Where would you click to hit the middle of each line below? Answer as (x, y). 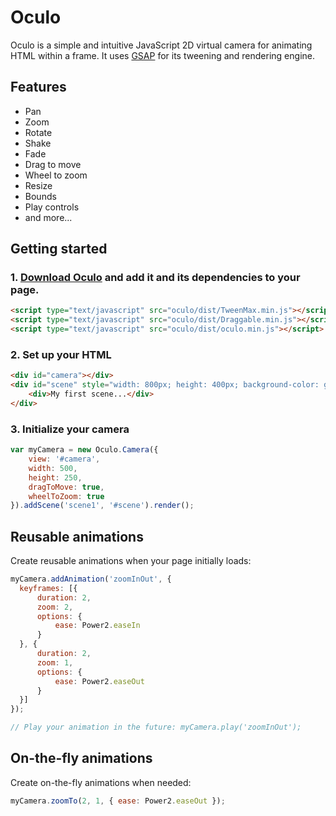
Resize (38, 185)
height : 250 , (55, 477)
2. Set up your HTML (61, 354)
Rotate (38, 132)
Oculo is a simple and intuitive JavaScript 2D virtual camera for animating (161, 45)
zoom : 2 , (55, 607)
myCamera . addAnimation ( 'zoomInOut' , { (91, 579)
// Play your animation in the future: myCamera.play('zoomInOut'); (156, 727)
